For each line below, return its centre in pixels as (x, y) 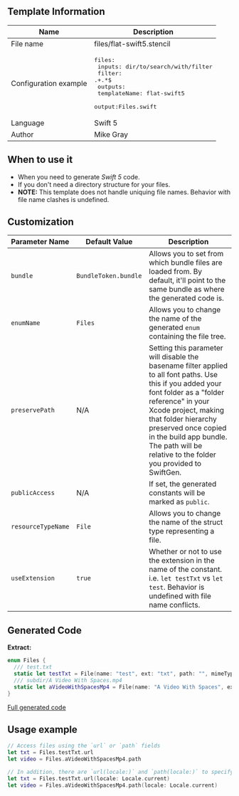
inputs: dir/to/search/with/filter (155, 67)
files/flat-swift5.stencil (132, 43)
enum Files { (27, 661)
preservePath (33, 410)
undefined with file (180, 596)
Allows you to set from (186, 254)
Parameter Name (40, 242)
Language (28, 122)
